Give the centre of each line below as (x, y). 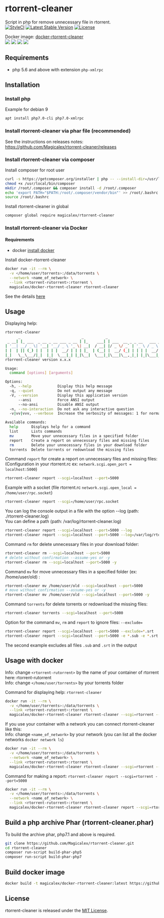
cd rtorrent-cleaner (26, 848)
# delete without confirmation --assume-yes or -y (58, 558)
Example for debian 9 (27, 109)
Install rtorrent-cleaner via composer (50, 159)
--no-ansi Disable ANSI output (58, 404)
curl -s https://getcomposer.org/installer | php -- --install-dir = (76, 179)
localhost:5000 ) (21, 469)
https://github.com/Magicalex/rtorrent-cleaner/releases (61, 146)
